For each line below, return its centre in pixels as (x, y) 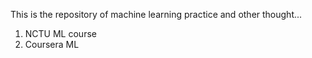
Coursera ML (52, 44)
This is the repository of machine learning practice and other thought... (156, 14)
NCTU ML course (60, 33)
